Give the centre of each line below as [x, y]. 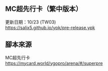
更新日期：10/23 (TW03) [31, 22]
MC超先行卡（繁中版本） [44, 9]
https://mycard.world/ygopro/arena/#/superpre [54, 63]
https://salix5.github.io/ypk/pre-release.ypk [50, 27]
